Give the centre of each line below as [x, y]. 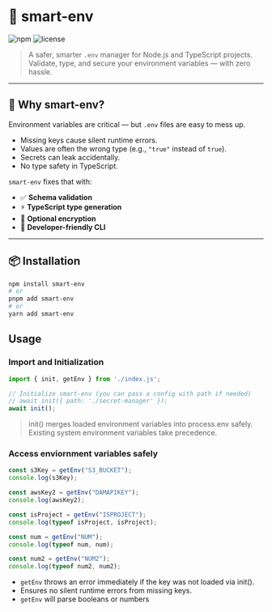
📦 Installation [45, 261]
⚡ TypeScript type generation [71, 206]
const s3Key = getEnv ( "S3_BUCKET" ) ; [70, 470]
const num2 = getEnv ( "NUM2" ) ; [59, 559]
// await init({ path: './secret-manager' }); [88, 401]
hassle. [40, 71]
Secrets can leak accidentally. [70, 157]
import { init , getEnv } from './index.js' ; [85, 379]
